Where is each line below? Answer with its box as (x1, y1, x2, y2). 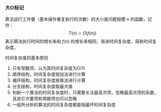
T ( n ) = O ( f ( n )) (68, 30, 97, 36)
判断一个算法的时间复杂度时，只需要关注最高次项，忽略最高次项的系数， (12, 90, 159, 95)
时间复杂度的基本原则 (5, 55, 48, 61)
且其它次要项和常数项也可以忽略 (12, 96, 77, 102)
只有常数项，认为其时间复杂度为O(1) (12, 65, 85, 71)
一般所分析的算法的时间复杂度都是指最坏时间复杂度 (12, 102, 116, 108)
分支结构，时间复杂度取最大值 (12, 84, 73, 90)
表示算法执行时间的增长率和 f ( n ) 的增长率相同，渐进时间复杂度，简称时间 (5, 38, 153, 44)
